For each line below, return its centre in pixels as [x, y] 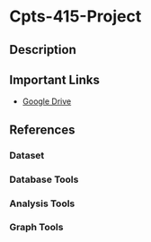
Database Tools [44, 179]
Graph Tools [36, 228]
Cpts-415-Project [75, 17]
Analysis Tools [42, 203]
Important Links [55, 79]
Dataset [27, 155]
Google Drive [47, 101]
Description [43, 50]
